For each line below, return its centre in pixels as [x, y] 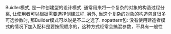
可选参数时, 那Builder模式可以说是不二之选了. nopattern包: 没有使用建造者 [83, 20]
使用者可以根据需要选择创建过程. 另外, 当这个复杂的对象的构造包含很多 [91, 14]
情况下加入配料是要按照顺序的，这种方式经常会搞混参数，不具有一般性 [88, 26]
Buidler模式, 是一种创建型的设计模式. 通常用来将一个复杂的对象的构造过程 [83, 7]
